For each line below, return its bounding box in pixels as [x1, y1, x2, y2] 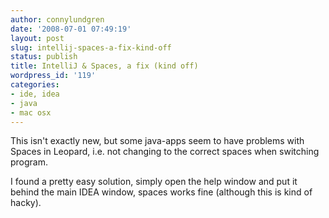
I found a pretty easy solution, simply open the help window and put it [10, 176, 298, 188]
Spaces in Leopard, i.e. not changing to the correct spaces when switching [10, 146, 320, 158]
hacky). [10, 197, 42, 209]
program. [10, 156, 49, 168]
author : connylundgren [10, 14, 105, 25]
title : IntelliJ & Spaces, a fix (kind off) [10, 61, 199, 71]
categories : [10, 80, 60, 90]
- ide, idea [10, 89, 60, 99]
